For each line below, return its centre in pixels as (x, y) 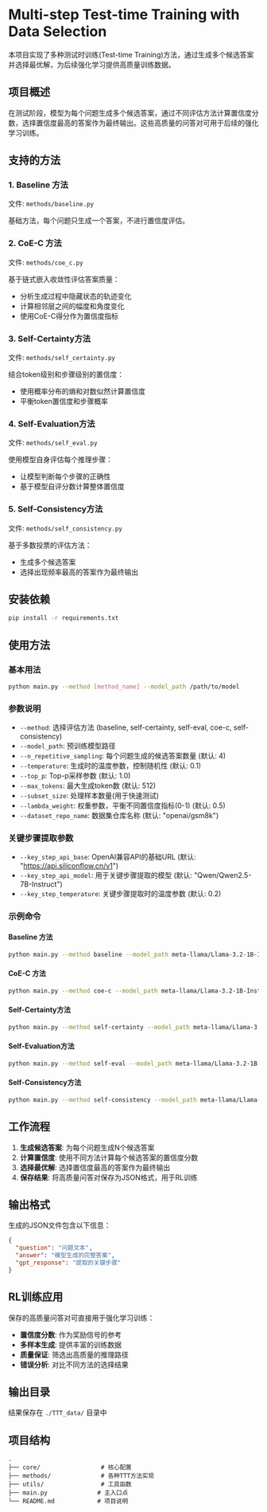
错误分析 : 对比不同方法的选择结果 (74, 1365)
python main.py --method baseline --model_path (89, 954)
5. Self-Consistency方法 (56, 509)
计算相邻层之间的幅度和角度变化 (72, 306)
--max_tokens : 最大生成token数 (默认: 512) (88, 785)
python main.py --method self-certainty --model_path (99, 1027)
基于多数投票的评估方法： (50, 545)
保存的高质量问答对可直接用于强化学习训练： (81, 1318)
